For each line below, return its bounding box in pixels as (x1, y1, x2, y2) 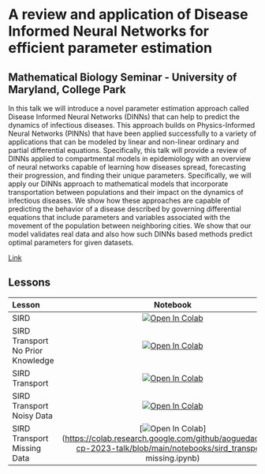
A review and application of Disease (8, 6, 248, 24)
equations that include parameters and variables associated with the (8, 213, 230, 222)
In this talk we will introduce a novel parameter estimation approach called (8, 104, 250, 113)
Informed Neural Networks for (8, 22, 210, 40)
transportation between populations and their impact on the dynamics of (8, 188, 244, 196)
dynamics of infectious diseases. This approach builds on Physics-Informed (8, 121, 256, 129)
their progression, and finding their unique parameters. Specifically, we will (8, 171, 252, 180)
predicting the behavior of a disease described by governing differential (8, 204, 242, 214)
